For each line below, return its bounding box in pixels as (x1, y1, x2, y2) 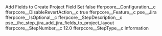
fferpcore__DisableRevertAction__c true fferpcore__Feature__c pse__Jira (5, 9, 157, 15)
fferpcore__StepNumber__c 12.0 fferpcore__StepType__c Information (5, 25, 149, 31)
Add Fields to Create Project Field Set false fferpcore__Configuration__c (5, 4, 156, 9)
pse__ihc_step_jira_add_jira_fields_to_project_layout (5, 20, 114, 25)
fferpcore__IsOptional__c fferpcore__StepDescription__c (5, 14, 123, 20)
